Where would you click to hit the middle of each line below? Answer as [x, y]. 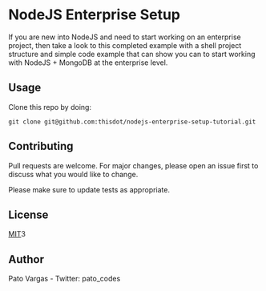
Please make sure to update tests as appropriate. [89, 189]
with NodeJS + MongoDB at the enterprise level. [88, 63]
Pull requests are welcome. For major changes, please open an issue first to [133, 165]
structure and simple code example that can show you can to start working [132, 54]
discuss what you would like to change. [73, 174]
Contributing [41, 146]
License [28, 214]
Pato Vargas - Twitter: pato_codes [64, 279]
